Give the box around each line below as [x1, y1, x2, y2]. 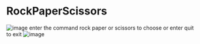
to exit [6, 30, 22, 37]
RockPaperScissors [6, 4, 107, 18]
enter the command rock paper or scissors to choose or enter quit [29, 24, 194, 31]
